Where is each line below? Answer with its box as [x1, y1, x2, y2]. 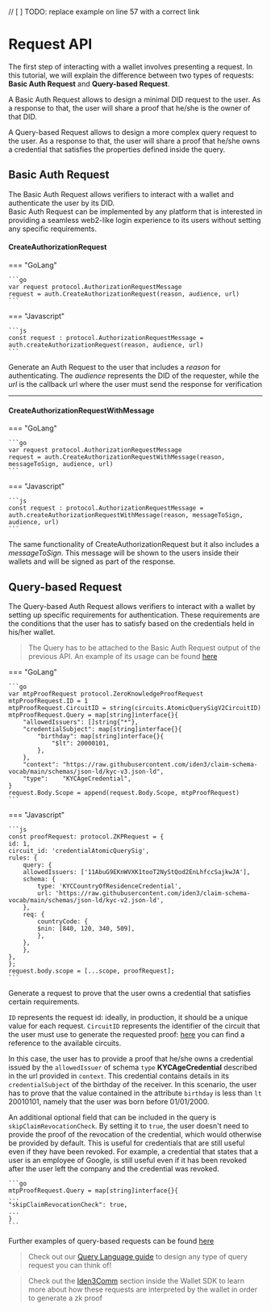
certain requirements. [8, 997, 80, 1006]
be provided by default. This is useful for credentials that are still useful [8, 1138, 245, 1148]
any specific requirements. [8, 224, 97, 233]
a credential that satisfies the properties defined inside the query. [8, 145, 226, 154]
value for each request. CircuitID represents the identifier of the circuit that [8, 1021, 261, 1031]
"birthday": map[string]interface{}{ [37, 732, 164, 740]
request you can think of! [27, 1260, 112, 1270]
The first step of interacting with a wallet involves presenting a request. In [8, 61, 252, 71]
